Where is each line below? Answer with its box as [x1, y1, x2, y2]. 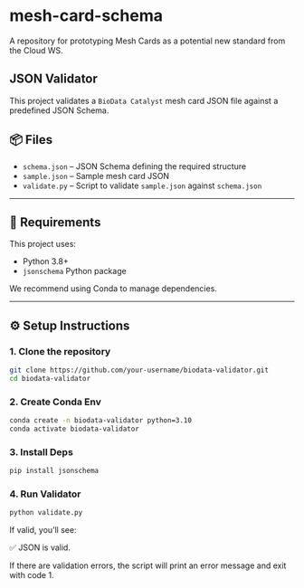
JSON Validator [9, 71, 98, 87]
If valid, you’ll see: [9, 525, 77, 536]
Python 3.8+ [22, 256, 70, 267]
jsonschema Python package [22, 266, 127, 277]
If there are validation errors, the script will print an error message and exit [9, 560, 287, 571]
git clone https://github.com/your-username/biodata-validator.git [9, 365, 270, 375]
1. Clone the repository [9, 345, 111, 357]
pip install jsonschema [9, 467, 100, 476]
